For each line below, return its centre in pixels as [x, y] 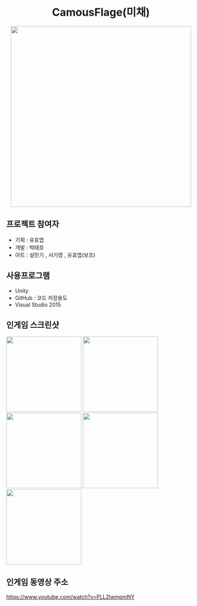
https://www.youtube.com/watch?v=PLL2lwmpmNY [71, 597]
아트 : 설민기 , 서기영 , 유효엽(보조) [55, 255]
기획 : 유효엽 [29, 240]
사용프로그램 [28, 276]
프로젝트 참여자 [33, 224]
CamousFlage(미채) [101, 12]
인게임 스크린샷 [33, 325]
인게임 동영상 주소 [37, 582]
